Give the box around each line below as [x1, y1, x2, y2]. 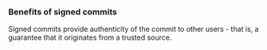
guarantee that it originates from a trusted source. [8, 33, 172, 42]
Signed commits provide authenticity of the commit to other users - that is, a [8, 25, 259, 34]
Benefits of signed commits [8, 6, 117, 17]
